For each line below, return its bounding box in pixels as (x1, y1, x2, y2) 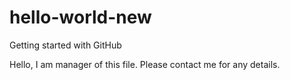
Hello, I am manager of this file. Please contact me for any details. (9, 58, 281, 70)
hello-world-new (9, 6, 152, 29)
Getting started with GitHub (9, 39, 122, 51)
